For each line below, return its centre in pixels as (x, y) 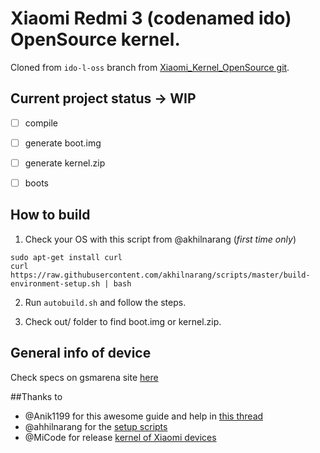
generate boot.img (63, 143)
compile (41, 123)
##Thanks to (36, 396)
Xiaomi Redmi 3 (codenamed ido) (151, 18)
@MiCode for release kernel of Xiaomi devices (120, 437)
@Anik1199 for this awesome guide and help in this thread (144, 416)
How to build (50, 215)
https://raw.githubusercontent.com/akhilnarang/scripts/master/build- (160, 275)
